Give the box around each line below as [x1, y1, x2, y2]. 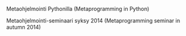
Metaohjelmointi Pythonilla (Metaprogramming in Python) [6, 5, 150, 12]
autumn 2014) [6, 24, 41, 31]
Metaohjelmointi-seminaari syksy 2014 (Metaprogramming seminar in [6, 17, 181, 24]
